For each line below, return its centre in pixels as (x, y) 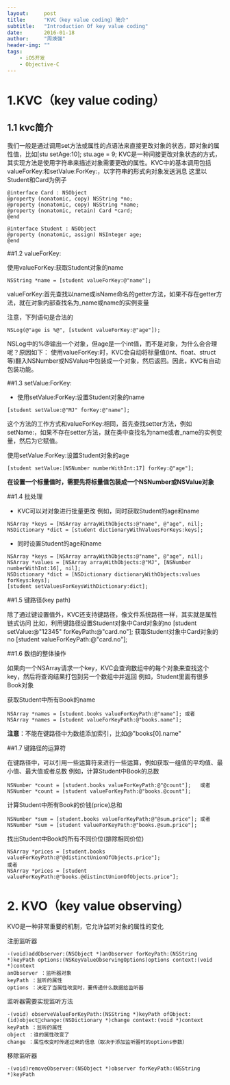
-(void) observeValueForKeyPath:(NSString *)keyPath (84, 1014)
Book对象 (21, 685)
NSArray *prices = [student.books (56, 852)
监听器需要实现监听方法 (40, 1001)
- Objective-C (39, 64)
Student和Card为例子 (37, 179)
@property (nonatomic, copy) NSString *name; (73, 205)
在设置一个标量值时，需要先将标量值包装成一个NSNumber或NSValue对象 (111, 482)
